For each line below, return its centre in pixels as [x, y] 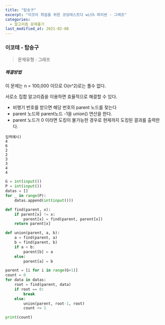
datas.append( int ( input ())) [44, 200]
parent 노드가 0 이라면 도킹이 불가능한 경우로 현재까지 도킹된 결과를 [79, 120]
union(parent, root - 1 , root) [54, 303]
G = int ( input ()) [24, 182]
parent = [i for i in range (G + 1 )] [42, 270]
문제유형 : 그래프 [34, 59]
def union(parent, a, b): [32, 233]
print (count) [19, 317]
